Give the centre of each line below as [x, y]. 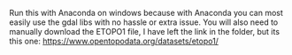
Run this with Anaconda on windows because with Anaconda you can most [146, 13]
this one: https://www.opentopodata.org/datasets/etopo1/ [114, 41]
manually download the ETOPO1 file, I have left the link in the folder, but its [145, 31]
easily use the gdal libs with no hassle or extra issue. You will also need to [144, 22]
